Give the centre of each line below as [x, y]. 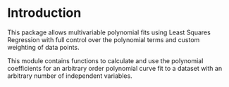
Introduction [44, 13]
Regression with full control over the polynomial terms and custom [104, 39]
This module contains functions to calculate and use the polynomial [105, 60]
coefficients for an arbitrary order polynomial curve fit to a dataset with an [115, 68]
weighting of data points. [43, 47]
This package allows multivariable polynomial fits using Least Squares [109, 32]
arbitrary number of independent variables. [70, 76]
